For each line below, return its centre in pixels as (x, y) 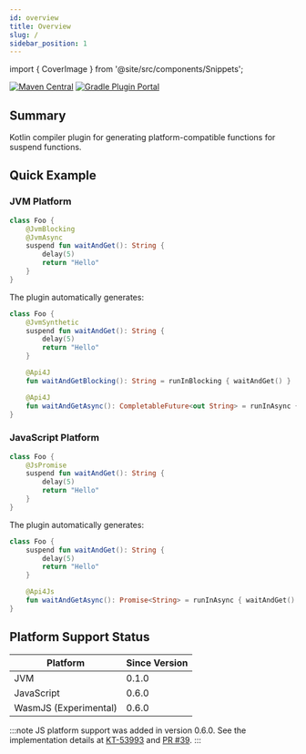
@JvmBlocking (51, 229)
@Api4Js (40, 592)
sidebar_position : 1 (49, 43)
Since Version (157, 663)
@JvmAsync (45, 238)
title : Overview (40, 26)
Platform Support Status (80, 637)
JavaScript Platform (55, 438)
